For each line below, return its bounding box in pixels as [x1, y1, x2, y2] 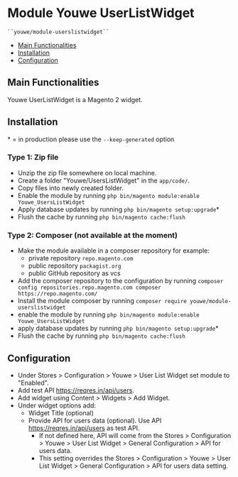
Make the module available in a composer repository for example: [17, 246, 210, 255]
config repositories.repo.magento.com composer [17, 284, 161, 292]
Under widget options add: [17, 401, 97, 410]
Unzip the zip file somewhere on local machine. [17, 168, 157, 177]
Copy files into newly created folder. [17, 183, 124, 192]
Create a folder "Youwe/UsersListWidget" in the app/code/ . [17, 176, 190, 185]
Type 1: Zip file [7, 153, 59, 163]
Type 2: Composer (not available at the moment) [7, 230, 178, 240]
